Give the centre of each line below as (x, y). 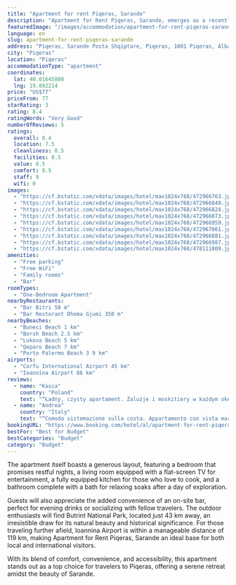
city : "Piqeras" (31, 53)
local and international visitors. (52, 546)
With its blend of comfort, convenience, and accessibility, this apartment (112, 559)
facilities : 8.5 (37, 158)
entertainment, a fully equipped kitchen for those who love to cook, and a (113, 480)
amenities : (23, 256)
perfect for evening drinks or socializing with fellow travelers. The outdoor (114, 508)
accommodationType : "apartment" (54, 66)
